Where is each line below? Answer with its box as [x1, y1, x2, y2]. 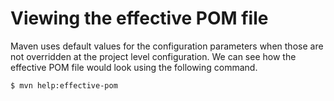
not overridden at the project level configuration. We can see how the [10, 50, 297, 62]
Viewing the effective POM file [10, 7, 269, 30]
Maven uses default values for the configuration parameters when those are [10, 40, 324, 52]
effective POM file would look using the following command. [10, 61, 258, 73]
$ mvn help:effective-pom [10, 80, 118, 91]
